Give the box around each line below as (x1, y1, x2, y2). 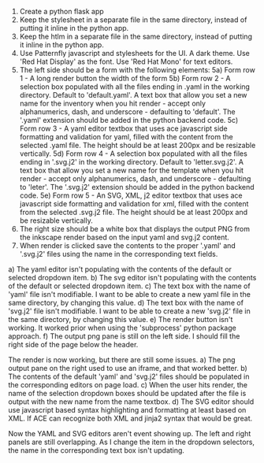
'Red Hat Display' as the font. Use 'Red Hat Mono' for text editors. (19, 57, 233, 66)
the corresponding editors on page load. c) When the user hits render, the (8, 380, 248, 389)
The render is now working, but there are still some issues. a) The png (8, 355, 236, 365)
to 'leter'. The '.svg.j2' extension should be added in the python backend (19, 183, 255, 191)
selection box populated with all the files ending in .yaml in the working (19, 82, 251, 91)
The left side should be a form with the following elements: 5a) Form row (19, 65, 256, 74)
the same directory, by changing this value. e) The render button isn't (8, 315, 233, 324)
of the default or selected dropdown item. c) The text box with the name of (8, 281, 251, 291)
